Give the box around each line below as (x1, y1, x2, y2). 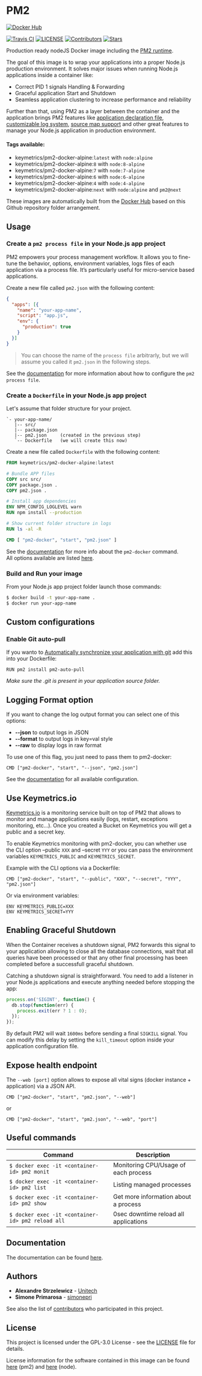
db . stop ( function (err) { (11, 1002, 74, 1008)
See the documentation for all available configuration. (6, 776, 139, 783)
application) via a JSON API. (6, 1082, 76, 1090)
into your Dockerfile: (6, 655, 57, 662)
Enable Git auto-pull (6, 635, 66, 643)
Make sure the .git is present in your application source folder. (6, 677, 161, 685)
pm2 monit (21, 1168, 50, 1175)
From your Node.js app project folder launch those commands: (6, 583, 162, 590)
